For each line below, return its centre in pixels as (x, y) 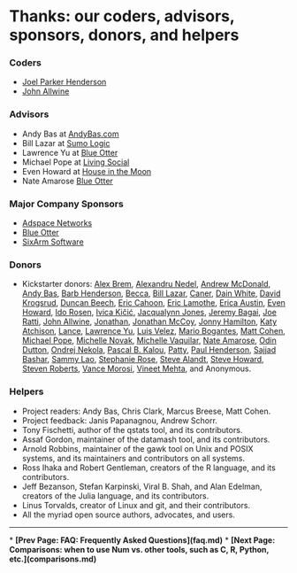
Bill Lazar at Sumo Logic (66, 143)
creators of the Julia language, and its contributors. (115, 496)
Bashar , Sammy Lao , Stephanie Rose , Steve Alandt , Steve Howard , (143, 360)
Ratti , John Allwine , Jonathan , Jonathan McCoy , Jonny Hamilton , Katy (149, 321)
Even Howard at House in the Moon (87, 171)
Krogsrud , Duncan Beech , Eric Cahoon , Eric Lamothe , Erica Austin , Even (153, 303)
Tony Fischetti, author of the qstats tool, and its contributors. (132, 430)
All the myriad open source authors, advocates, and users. (129, 515)
